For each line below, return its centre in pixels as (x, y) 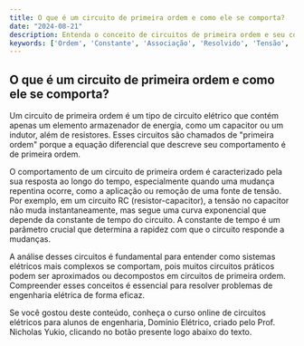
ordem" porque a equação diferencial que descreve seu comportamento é (148, 145)
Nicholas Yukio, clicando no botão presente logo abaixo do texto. (131, 332)
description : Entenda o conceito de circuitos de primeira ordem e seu (147, 34)
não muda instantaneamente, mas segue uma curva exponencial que (138, 210)
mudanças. (30, 239)
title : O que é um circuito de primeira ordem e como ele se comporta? (147, 18)
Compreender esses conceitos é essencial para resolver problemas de (141, 285)
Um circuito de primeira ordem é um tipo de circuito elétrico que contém (144, 116)
